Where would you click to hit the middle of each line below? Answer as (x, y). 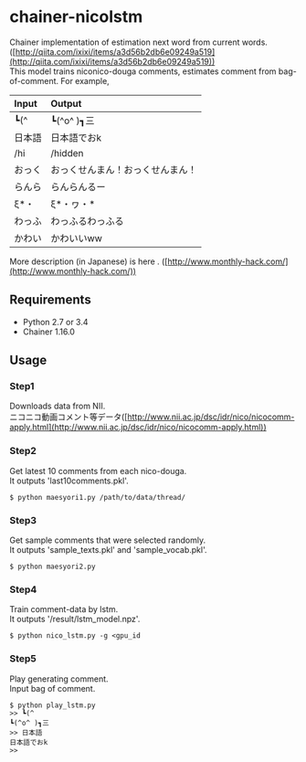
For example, (85, 80)
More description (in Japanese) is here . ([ (89, 261)
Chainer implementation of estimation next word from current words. (138, 42)
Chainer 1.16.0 (49, 332)
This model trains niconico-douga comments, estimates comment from (143, 71)
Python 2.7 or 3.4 (55, 322)
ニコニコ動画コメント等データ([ (69, 417)
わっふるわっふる (88, 221)
